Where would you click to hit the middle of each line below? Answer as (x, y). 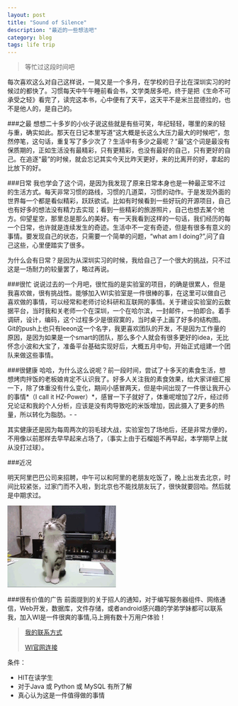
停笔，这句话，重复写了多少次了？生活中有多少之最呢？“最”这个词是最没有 (121, 141)
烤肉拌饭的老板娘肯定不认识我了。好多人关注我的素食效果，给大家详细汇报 (122, 379)
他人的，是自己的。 (47, 109)
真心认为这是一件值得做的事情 (61, 695)
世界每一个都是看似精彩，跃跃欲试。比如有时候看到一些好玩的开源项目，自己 (119, 201)
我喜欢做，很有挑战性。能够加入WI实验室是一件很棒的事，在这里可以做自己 (117, 293)
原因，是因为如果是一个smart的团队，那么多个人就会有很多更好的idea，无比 (118, 338)
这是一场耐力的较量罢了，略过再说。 (60, 269)
